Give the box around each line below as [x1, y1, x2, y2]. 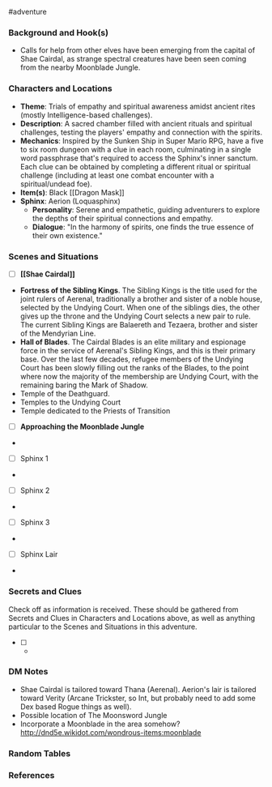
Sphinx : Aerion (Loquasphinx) [19, 196, 121, 206]
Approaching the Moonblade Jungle [19, 421, 145, 431]
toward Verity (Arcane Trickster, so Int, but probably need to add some [19, 693, 257, 703]
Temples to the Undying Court [19, 397, 121, 407]
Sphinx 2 [19, 485, 50, 495]
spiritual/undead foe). [19, 178, 93, 189]
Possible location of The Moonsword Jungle [19, 710, 168, 720]
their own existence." [32, 230, 103, 240]
